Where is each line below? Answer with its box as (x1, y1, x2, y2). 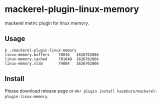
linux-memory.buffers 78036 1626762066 (4, 52, 99, 57)
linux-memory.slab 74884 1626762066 (4, 61, 99, 66)
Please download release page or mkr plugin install (4, 87, 115, 93)
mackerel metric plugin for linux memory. (4, 20, 89, 26)
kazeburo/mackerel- (116, 88, 158, 93)
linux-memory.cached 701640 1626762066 (4, 56, 99, 61)
